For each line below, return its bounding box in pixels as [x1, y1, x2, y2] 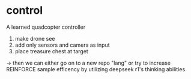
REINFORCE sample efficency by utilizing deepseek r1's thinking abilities [6, 65, 186, 72]
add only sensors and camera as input [14, 41, 110, 48]
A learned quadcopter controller [6, 23, 86, 31]
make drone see [14, 35, 55, 42]
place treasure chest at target [14, 47, 88, 54]
